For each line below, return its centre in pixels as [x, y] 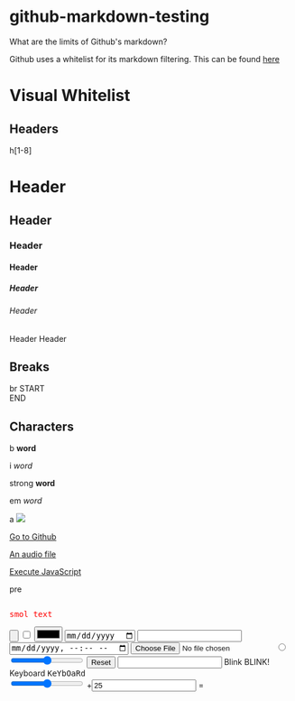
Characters [41, 426]
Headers [34, 129]
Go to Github [33, 537]
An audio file [33, 554]
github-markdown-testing [110, 17]
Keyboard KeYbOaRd [47, 673]
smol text [31, 614]
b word [23, 448]
